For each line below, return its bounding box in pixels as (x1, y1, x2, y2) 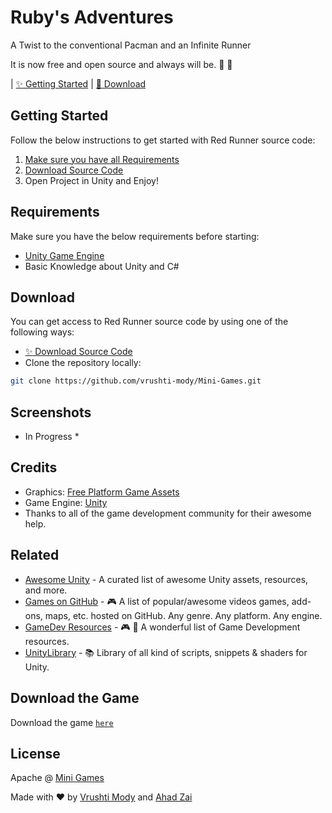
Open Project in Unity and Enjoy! (24, 174, 159, 186)
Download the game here (10, 716, 114, 728)
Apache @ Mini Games (10, 772, 105, 784)
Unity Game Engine (24, 249, 105, 261)
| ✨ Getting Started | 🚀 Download (10, 77, 147, 90)
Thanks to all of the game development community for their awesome (24, 507, 312, 519)
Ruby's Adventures (10, 6, 174, 29)
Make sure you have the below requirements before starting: (10, 230, 260, 242)
